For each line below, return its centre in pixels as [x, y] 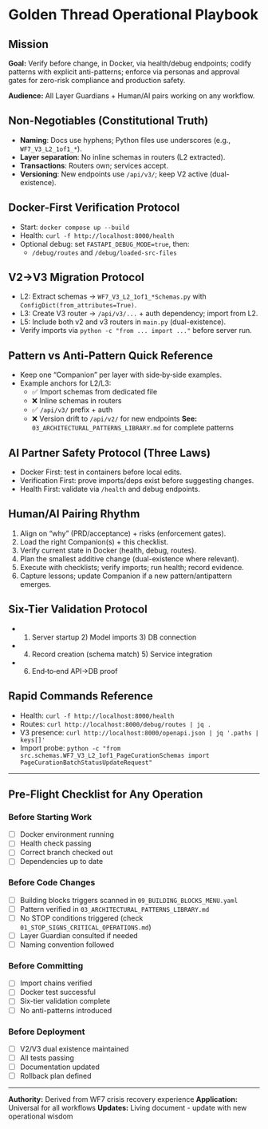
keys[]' [32, 740]
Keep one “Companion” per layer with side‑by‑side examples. [120, 375]
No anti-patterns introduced [66, 1010]
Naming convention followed [67, 945]
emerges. [35, 584]
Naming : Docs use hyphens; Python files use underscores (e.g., [125, 140]
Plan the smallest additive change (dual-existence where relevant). [129, 559]
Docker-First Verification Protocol [94, 208]
